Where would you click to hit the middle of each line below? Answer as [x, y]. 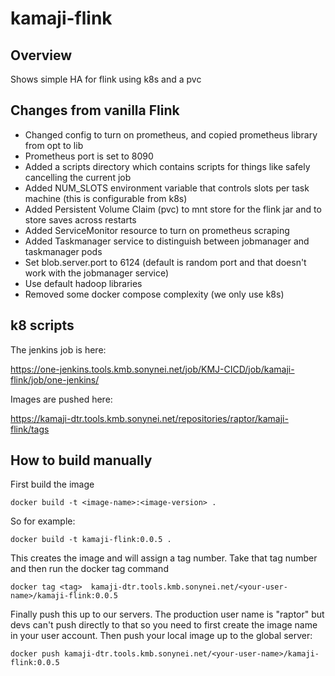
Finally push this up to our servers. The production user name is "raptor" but [167, 614]
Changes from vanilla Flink [95, 110]
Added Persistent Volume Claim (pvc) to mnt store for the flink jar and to [173, 209]
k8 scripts [42, 325]
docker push [35, 654]
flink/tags [30, 429]
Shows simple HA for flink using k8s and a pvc [106, 79]
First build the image [52, 484]
